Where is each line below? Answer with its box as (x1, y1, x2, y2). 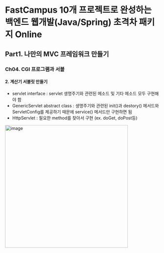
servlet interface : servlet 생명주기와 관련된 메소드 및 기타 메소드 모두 (12, 90, 146, 96)
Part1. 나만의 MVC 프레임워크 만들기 (5, 50, 109, 58)
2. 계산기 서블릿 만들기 (5, 79, 48, 84)
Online (15, 29, 42, 40)
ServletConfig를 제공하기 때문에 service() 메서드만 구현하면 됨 (12, 108, 132, 115)
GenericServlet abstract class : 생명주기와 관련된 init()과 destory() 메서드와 (12, 103, 159, 108)
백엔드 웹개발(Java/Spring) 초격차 (5, 17, 138, 28)
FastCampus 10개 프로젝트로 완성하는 (5, 4, 152, 16)
